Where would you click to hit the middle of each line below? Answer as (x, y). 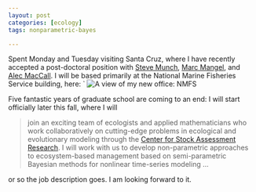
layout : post (29, 15)
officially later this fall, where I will (63, 107)
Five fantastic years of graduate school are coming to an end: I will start (124, 100)
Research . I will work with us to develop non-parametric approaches (138, 148)
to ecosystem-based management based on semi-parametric (127, 156)
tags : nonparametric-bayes (52, 30)
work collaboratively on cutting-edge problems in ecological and (132, 131)
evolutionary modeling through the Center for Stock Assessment (132, 139)
